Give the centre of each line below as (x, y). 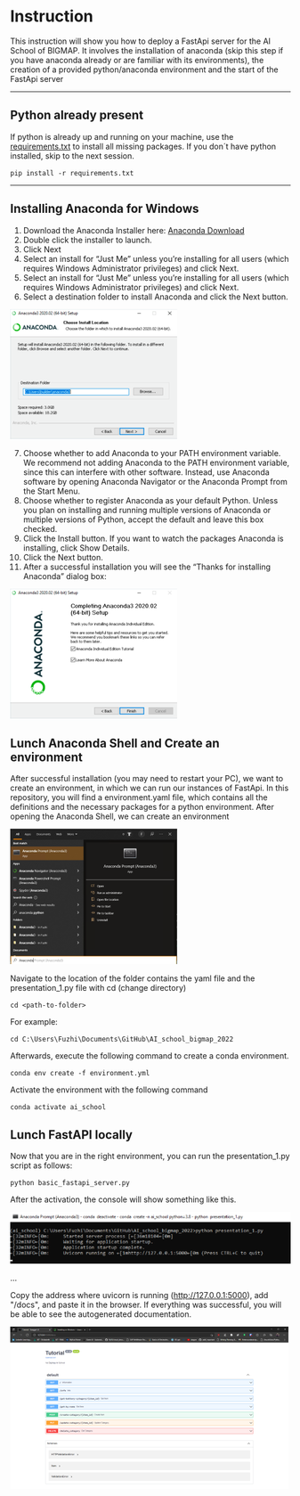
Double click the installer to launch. (87, 240)
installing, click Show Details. (76, 548)
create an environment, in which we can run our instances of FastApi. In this (150, 788)
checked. (40, 528)
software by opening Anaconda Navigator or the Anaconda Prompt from (155, 481)
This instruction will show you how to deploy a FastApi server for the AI (140, 41)
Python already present (77, 115)
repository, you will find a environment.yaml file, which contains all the (139, 797)
